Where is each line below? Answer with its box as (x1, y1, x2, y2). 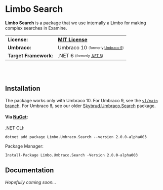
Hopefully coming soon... (5, 179, 57, 185)
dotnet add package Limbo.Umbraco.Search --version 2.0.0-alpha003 (5, 134, 147, 139)
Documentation (5, 166, 54, 175)
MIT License (57, 36, 87, 43)
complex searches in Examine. (5, 25, 68, 31)
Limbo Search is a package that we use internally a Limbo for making (5, 20, 147, 26)
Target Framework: (7, 52, 53, 59)
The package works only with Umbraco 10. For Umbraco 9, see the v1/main (5, 97, 158, 103)
